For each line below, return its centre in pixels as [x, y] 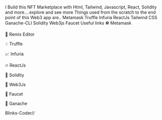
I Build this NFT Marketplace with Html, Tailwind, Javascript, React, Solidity [81, 7]
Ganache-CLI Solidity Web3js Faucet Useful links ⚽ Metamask [68, 23]
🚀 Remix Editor [20, 34]
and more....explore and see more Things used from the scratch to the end [81, 12]
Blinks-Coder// [20, 113]
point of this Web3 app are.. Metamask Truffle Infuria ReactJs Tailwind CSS [81, 17]
